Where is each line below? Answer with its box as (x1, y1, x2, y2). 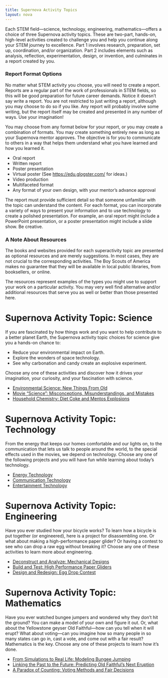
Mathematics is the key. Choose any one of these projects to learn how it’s (5, 641, 159, 647)
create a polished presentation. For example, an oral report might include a (5, 212, 159, 219)
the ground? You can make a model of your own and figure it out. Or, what (5, 620, 158, 626)
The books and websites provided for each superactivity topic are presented (5, 248, 163, 254)
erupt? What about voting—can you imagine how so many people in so (5, 630, 151, 636)
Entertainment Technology (12, 482, 68, 488)
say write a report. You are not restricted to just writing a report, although (5, 98, 156, 104)
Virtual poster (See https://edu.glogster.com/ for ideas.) (12, 171, 128, 177)
